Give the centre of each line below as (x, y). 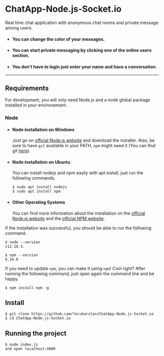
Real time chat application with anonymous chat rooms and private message (82, 23)
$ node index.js (21, 345)
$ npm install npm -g (27, 288)
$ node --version (23, 242)
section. (21, 55)
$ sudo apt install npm (36, 191)
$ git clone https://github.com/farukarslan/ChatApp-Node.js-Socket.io (79, 314)
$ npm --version (21, 255)
